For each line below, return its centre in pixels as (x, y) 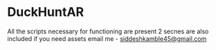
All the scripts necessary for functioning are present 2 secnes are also (108, 31)
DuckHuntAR (46, 12)
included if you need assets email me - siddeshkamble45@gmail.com (107, 38)
